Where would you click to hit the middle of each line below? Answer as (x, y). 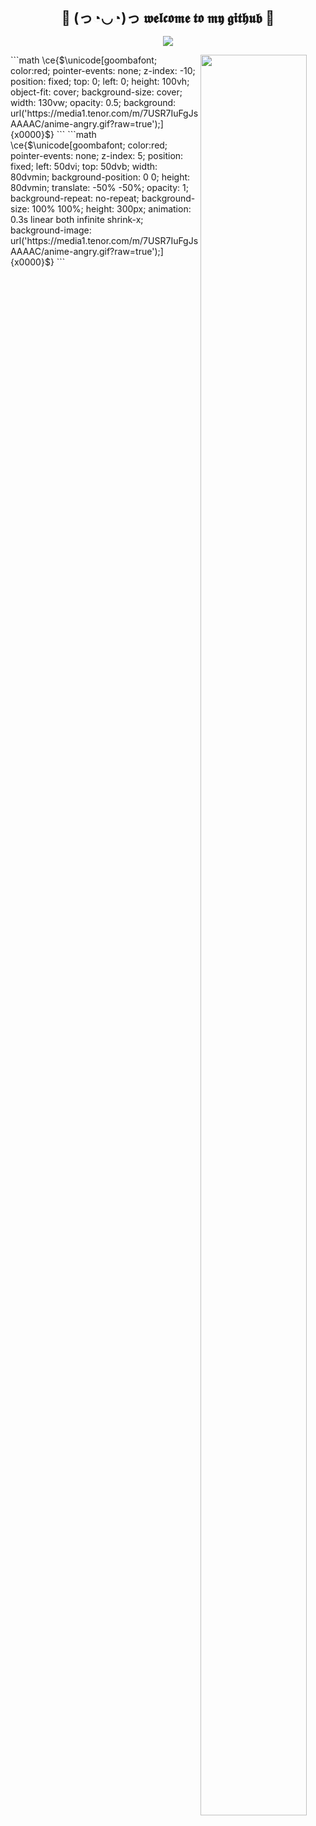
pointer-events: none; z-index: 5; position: (97, 155)
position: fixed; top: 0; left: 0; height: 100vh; (100, 81)
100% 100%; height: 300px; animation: (111, 208)
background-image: (51, 230)
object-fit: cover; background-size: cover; (96, 92)
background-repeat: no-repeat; (75, 198)
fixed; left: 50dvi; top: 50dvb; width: (84, 166)
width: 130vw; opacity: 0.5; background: (93, 102)
